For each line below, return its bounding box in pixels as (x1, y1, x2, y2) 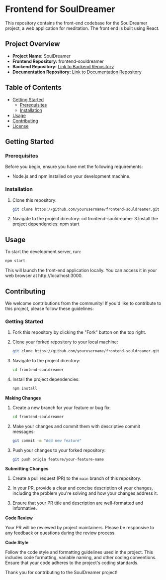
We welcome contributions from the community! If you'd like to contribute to (5, 300, 162, 306)
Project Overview (5, 40, 60, 48)
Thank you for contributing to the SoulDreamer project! (5, 570, 118, 576)
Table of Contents (5, 83, 62, 92)
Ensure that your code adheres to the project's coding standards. (5, 560, 139, 566)
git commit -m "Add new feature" (12, 438, 82, 443)
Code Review (5, 515, 33, 521)
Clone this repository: (12, 197, 57, 203)
